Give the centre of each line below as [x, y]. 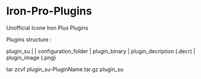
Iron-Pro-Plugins [49, 11]
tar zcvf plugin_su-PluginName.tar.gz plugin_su [65, 69]
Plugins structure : [29, 39]
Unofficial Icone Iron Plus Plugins [47, 28]
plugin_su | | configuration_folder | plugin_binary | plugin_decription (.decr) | [101, 51]
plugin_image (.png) [31, 57]
